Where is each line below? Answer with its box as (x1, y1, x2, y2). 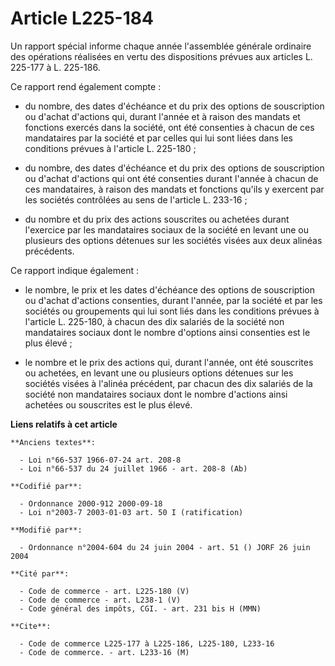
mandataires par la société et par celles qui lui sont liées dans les (24, 132, 293, 144)
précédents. (24, 245, 75, 257)
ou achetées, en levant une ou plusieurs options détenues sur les (24, 367, 294, 379)
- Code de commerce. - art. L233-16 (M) (19, 647, 190, 657)
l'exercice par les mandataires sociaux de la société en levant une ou (24, 223, 310, 236)
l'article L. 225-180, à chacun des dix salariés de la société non (24, 315, 285, 327)
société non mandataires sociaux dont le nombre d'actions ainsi (24, 388, 288, 400)
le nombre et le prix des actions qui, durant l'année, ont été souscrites (24, 356, 314, 368)
